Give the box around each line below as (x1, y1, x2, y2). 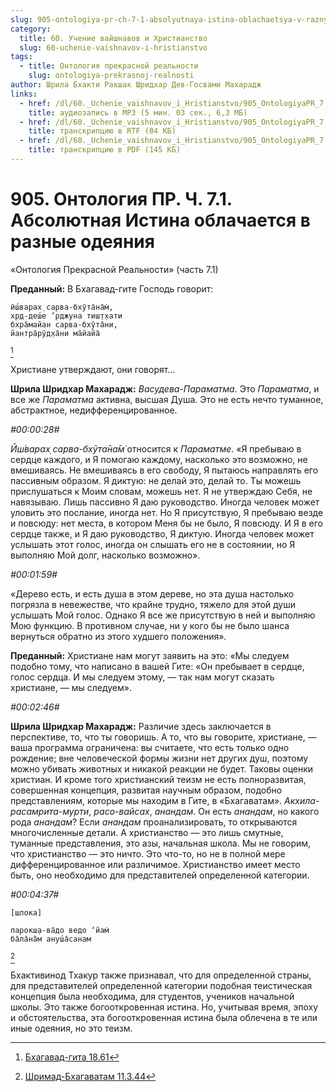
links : (10, 89, 38, 99)
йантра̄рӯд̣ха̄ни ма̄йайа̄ (10, 328, 101, 338)
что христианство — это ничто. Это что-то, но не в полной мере (10, 847, 286, 860)
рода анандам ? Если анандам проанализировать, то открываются (10, 816, 298, 828)
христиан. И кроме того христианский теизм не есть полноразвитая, (10, 773, 307, 785)
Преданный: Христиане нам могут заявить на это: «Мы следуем (10, 649, 290, 661)
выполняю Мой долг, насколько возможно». (10, 549, 201, 561)
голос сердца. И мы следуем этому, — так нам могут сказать (10, 671, 275, 683)
